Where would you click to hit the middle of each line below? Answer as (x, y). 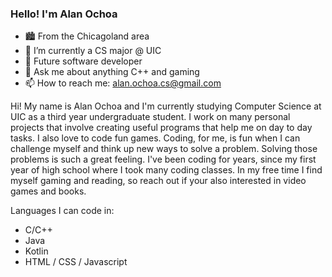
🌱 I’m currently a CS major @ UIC (93, 51)
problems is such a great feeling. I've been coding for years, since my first (163, 159)
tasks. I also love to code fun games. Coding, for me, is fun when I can (155, 138)
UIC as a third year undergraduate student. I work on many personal (150, 117)
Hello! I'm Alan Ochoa (64, 14)
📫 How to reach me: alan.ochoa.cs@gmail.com (123, 83)
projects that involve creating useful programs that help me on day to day (161, 128)
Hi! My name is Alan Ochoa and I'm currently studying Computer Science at (166, 106)
